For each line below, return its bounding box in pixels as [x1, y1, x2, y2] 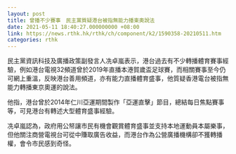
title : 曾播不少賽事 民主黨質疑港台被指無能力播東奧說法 [7, 17, 155, 24]
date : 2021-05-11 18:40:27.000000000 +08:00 [7, 23, 140, 30]
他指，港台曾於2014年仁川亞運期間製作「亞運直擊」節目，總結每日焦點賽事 [7, 98, 225, 106]
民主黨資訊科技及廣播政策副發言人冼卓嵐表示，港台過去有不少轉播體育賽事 [7, 57, 223, 65]
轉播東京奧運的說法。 [19, 83, 81, 91]
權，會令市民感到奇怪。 [7, 139, 75, 148]
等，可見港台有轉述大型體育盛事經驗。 [7, 107, 118, 115]
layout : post [7, 10, 46, 18]
